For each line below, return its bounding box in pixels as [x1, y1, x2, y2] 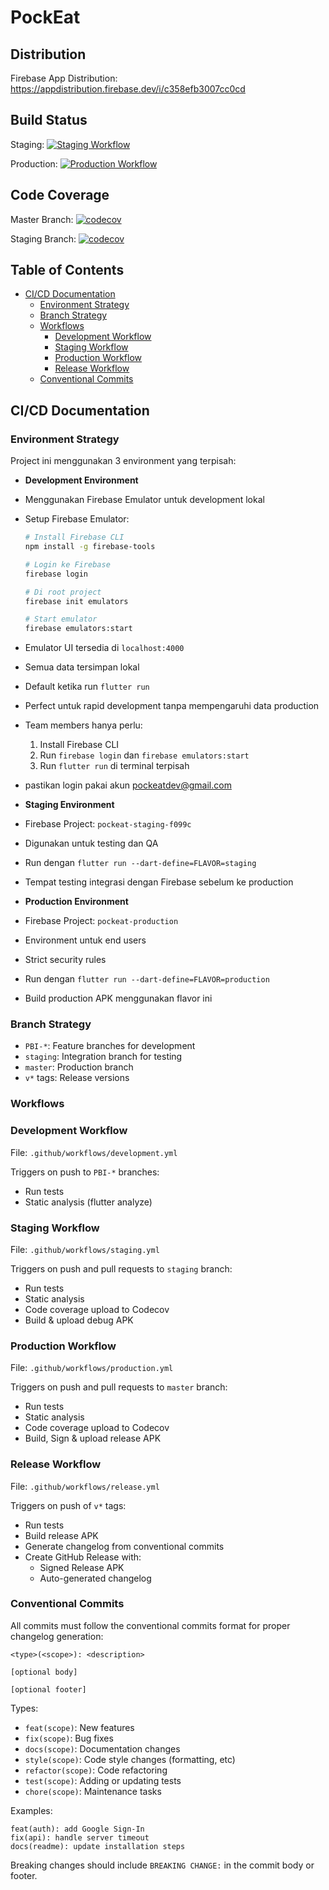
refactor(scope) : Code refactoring [24, 1764, 168, 1776]
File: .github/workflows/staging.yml [10, 1243, 160, 1255]
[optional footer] [10, 1684, 87, 1695]
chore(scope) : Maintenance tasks [24, 1785, 162, 1797]
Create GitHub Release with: [24, 1551, 142, 1563]
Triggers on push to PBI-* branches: [10, 1166, 160, 1178]
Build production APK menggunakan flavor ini [24, 992, 213, 1005]
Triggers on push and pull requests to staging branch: [10, 1262, 233, 1275]
